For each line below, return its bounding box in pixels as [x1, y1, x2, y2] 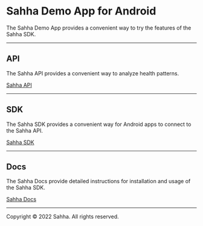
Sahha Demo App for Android [6, 4, 156, 18]
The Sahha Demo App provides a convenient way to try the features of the [6, 24, 192, 31]
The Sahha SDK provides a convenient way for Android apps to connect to [6, 121, 192, 128]
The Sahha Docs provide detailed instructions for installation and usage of [6, 178, 191, 185]
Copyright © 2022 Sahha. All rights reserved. [6, 213, 119, 221]
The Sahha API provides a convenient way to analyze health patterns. [6, 69, 179, 77]
